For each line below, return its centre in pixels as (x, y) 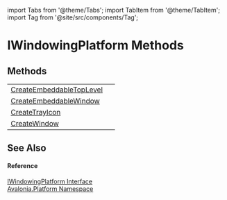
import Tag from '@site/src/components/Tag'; (73, 17)
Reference (23, 165)
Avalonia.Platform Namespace (50, 189)
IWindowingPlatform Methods (95, 45)
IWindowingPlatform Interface (50, 181)
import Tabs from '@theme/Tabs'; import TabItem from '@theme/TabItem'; (114, 10)
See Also (27, 148)
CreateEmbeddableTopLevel (57, 90)
